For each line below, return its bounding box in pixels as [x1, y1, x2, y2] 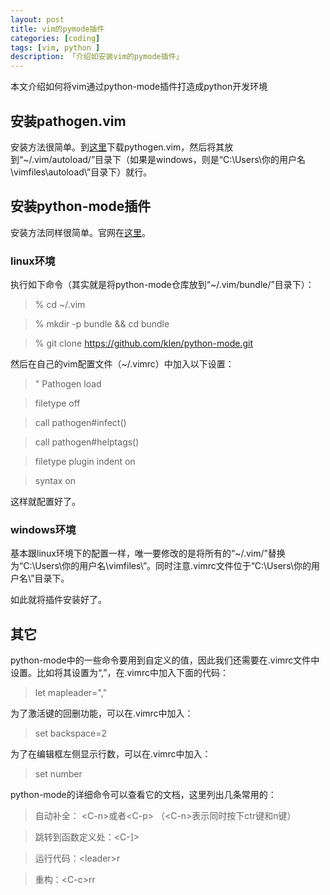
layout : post [10, 14, 65, 25]
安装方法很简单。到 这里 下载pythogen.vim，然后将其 [10, 141, 225, 153]
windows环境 [10, 522, 77, 536]
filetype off [34, 397, 81, 410]
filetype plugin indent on [34, 456, 136, 468]
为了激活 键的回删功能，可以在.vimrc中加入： [10, 707, 194, 720]
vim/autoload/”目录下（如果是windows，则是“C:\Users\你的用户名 [33, 153, 306, 165]
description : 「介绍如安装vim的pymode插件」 [10, 52, 184, 62]
